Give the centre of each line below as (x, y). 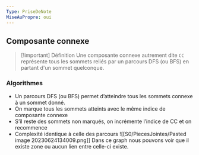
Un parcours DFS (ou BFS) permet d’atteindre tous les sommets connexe (104, 96)
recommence (31, 127)
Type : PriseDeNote (29, 12)
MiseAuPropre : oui (29, 17)
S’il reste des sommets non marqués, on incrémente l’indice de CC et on (103, 121)
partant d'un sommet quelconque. (62, 68)
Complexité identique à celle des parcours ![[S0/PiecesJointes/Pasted (100, 134)
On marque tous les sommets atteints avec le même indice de (90, 109)
